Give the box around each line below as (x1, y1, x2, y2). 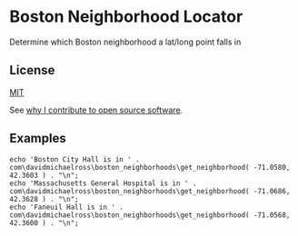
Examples (9, 131, 66, 146)
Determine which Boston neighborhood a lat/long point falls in (9, 36, 242, 47)
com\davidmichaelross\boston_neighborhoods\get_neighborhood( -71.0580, (9, 162, 291, 172)
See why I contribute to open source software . (9, 104, 184, 115)
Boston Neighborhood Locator (9, 6, 243, 27)
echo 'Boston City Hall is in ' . (9, 154, 141, 164)
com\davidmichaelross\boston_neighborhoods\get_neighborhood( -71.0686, (9, 186, 291, 196)
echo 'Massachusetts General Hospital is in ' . (9, 179, 197, 188)
